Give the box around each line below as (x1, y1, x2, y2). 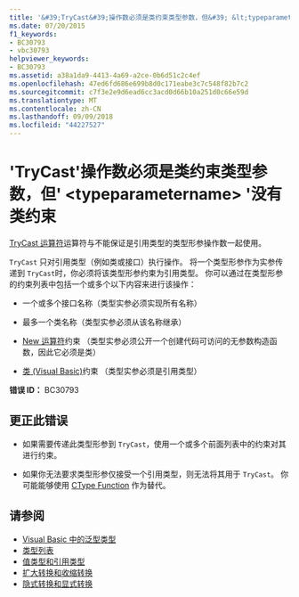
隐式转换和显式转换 (21, 578, 93, 589)
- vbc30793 (9, 46, 50, 55)
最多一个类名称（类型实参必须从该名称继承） (21, 316, 187, 327)
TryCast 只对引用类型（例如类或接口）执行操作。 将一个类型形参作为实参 (9, 256, 276, 267)
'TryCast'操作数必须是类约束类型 (9, 162, 252, 183)
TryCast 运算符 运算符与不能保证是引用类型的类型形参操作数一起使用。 (9, 237, 267, 248)
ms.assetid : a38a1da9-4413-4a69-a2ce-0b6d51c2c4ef (9, 71, 201, 80)
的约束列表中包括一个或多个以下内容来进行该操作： (9, 278, 197, 290)
